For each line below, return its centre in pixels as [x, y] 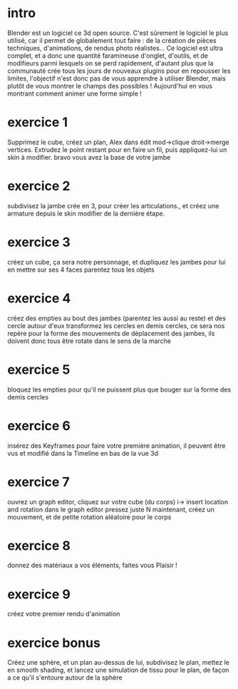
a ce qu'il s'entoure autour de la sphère [65, 678]
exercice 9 [39, 594]
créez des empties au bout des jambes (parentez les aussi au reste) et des [117, 318]
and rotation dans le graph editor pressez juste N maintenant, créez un [111, 509]
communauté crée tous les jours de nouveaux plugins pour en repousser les [119, 71]
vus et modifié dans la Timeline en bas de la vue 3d [83, 453]
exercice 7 [38, 482]
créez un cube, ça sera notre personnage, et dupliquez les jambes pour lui [117, 262]
